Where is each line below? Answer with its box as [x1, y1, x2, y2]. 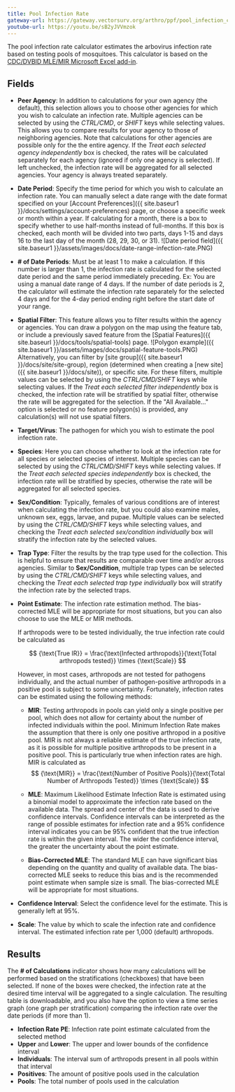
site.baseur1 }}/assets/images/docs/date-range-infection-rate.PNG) [17, 244, 213, 252]
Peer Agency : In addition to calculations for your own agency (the [17, 96, 208, 105]
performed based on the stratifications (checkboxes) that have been [7, 974, 204, 982]
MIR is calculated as [27, 758, 86, 767]
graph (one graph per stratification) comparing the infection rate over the [7, 1004, 218, 1012]
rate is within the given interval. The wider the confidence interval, [27, 835, 219, 843]
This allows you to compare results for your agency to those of [17, 126, 199, 135]
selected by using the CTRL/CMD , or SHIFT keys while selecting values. [17, 118, 225, 127]
